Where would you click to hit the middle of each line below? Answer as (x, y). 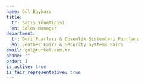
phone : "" (18, 56)
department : (21, 34)
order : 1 (17, 61)
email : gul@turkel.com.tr (38, 50)
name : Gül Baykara (29, 12)
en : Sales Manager (34, 28)
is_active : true (26, 67)
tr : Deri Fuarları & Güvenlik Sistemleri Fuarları (75, 39)
